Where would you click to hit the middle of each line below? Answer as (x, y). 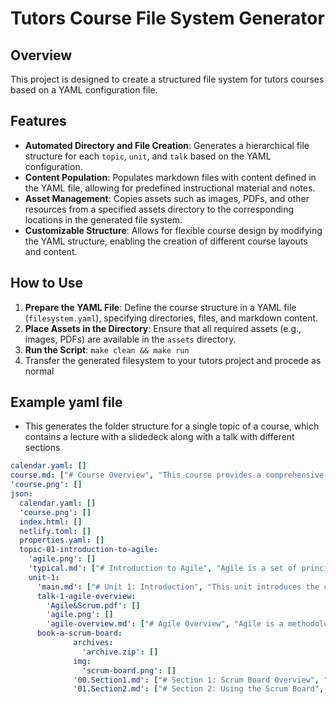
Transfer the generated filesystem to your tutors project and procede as (173, 360)
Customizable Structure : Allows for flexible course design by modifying (173, 230)
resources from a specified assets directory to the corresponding (159, 209)
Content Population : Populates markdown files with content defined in (170, 177)
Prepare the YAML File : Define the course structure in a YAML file (160, 307)
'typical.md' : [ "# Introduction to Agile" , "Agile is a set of (163, 568)
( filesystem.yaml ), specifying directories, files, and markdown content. (171, 318)
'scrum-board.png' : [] (129, 670)
